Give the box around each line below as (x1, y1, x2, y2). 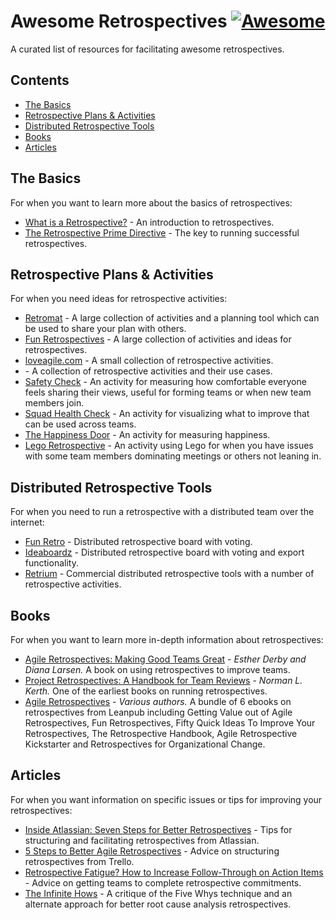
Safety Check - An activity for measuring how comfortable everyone (24, 376, 307, 388)
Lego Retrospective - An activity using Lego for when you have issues (24, 440, 314, 452)
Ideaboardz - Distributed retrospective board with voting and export (24, 546, 305, 559)
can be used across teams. (24, 418, 137, 430)
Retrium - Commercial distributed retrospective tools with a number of (24, 568, 315, 580)
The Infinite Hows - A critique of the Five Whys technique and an (24, 887, 293, 899)
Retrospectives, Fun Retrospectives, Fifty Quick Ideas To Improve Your (24, 717, 316, 729)
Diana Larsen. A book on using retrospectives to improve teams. (24, 664, 291, 675)
